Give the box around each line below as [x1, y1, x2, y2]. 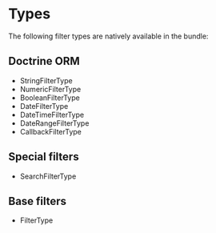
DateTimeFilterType [19, 110, 85, 119]
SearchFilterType [19, 171, 77, 181]
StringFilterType [19, 75, 74, 85]
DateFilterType [19, 101, 69, 110]
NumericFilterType [19, 84, 82, 94]
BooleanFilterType [19, 93, 80, 102]
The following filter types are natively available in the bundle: [8, 31, 209, 41]
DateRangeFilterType [19, 118, 90, 128]
